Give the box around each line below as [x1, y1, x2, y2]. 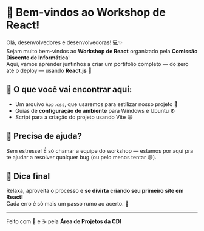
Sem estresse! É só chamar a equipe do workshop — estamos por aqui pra [6, 147, 194, 154]
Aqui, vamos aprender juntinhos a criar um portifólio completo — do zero [6, 60, 189, 67]
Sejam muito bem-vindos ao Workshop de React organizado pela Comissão [6, 47, 198, 55]
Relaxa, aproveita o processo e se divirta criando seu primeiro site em [6, 187, 184, 195]
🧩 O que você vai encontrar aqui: [6, 84, 132, 95]
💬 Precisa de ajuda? [6, 131, 82, 141]
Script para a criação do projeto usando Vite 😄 [15, 113, 134, 121]
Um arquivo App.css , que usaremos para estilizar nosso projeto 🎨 [15, 100, 178, 108]
